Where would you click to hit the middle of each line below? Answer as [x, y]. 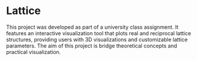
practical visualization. [34, 52]
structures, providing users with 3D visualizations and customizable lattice [97, 39]
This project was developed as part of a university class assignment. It [93, 27]
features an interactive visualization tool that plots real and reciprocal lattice [99, 33]
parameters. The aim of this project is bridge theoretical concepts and [92, 46]
